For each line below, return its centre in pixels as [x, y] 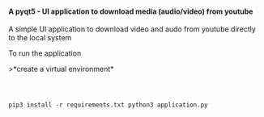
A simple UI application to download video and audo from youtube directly [132, 29]
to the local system [40, 38]
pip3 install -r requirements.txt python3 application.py [108, 105]
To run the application [45, 53]
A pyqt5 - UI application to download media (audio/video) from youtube [131, 11]
